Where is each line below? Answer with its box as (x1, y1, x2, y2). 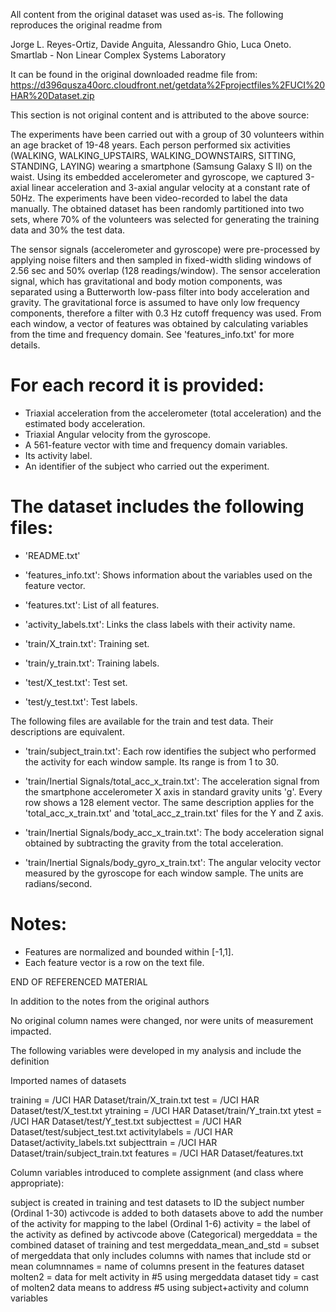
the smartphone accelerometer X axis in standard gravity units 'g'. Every (24, 785, 323, 798)
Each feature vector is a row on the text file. (24, 956, 205, 968)
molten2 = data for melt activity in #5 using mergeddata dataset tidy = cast (10, 1270, 320, 1283)
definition (10, 1055, 50, 1067)
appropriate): (10, 1177, 65, 1189)
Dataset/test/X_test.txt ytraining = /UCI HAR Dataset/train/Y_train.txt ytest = (10, 1104, 323, 1116)
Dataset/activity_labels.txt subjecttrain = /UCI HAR (10, 1136, 218, 1148)
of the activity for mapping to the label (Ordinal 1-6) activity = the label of (10, 1217, 312, 1229)
